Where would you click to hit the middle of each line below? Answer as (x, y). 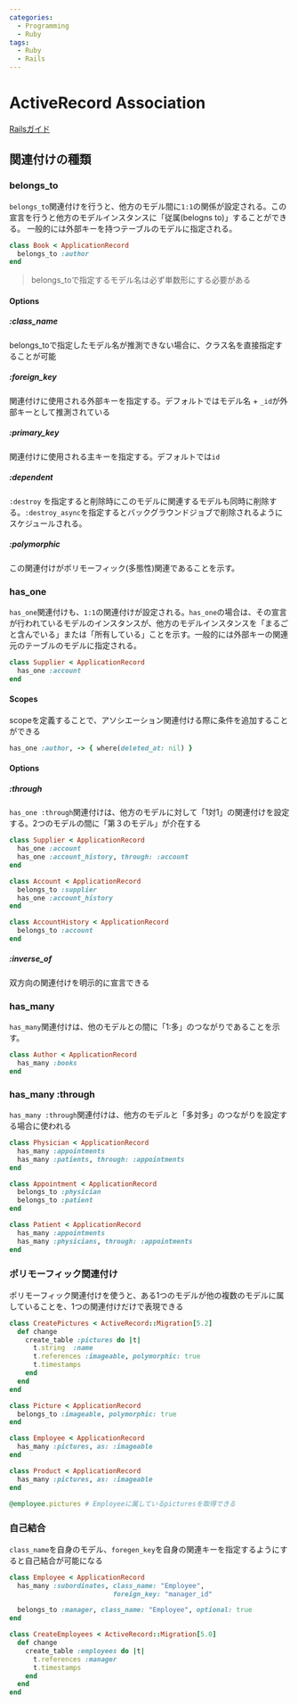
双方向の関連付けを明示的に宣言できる (79, 983)
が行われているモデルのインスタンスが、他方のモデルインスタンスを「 (137, 623)
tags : (19, 42)
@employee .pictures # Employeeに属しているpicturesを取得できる (122, 1503)
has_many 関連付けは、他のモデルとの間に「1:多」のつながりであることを (141, 1027)
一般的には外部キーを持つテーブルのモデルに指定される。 (132, 228)
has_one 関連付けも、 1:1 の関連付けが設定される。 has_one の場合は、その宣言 (148, 612)
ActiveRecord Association (108, 103)
